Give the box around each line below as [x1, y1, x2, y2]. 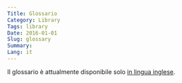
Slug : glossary [7, 36, 51, 43]
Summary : [7, 42, 33, 49]
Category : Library [7, 17, 60, 24]
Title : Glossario [7, 10, 58, 17]
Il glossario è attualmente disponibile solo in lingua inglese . [7, 67, 176, 76]
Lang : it [7, 49, 33, 56]
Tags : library [7, 23, 49, 30]
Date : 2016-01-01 [7, 29, 58, 37]
